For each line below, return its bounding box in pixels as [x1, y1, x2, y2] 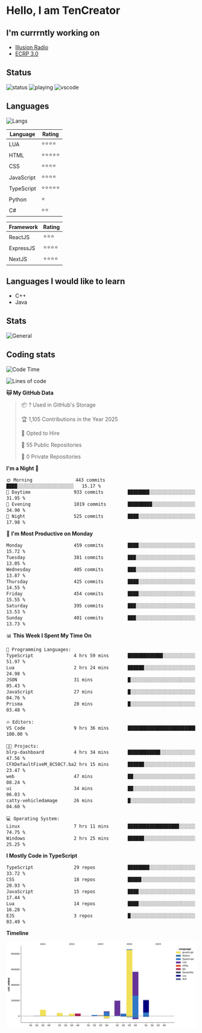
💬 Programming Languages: [6, 646, 71, 652]
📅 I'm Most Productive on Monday [6, 530, 93, 537]
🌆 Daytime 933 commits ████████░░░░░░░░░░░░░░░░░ [6, 489, 196, 495]
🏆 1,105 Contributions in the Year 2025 [21, 415, 119, 423]
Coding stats [6, 350, 55, 360]
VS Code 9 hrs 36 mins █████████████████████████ [6, 725, 196, 731]
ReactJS [8, 233, 30, 240]
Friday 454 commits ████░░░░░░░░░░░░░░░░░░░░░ [6, 590, 196, 597]
